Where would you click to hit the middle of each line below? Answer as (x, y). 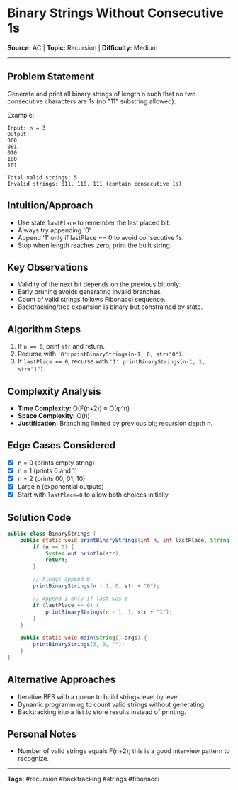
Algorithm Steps (44, 329)
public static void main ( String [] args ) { (84, 638)
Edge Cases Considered (61, 445)
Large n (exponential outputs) (61, 486)
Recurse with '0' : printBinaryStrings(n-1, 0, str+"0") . (101, 354)
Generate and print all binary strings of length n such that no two (102, 94)
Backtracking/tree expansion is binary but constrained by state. (110, 307)
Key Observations (48, 267)
